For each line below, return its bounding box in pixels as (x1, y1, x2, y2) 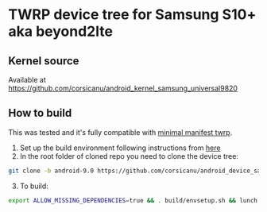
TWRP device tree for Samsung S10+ (8, 6, 257, 24)
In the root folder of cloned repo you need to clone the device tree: (19, 151, 238, 160)
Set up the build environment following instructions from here (19, 143, 221, 152)
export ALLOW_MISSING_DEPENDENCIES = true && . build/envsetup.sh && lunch (8, 196, 258, 204)
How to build (8, 106, 72, 120)
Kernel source (8, 54, 79, 67)
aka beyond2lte (8, 22, 114, 40)
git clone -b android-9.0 (8, 167, 94, 175)
